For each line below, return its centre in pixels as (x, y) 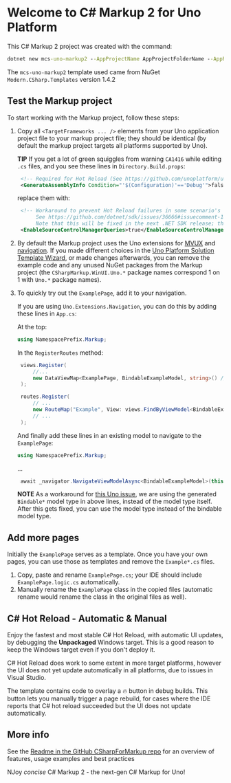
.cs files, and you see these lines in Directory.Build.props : (101, 166)
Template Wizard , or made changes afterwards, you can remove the (113, 257)
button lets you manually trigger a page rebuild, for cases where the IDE (109, 698)
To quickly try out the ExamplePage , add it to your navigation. (102, 293)
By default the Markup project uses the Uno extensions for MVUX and (116, 243)
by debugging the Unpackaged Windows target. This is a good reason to (111, 642)
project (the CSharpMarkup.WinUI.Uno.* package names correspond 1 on (118, 272)
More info (28, 735)
